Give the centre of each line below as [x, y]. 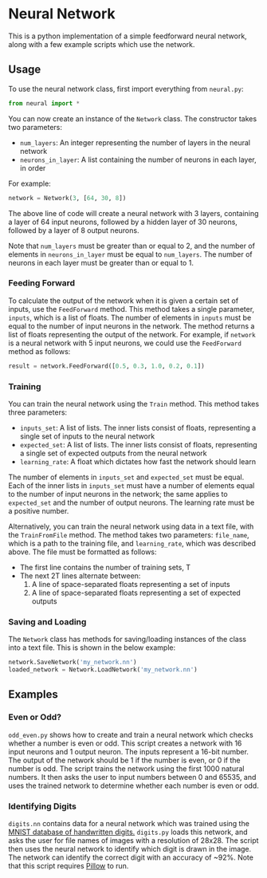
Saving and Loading [47, 621]
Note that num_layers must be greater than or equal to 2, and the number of [132, 246]
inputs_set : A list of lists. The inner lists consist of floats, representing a [138, 427]
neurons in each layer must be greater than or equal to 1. [101, 262]
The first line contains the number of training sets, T [105, 567]
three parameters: [38, 412]
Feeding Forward [42, 283]
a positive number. [39, 510]
